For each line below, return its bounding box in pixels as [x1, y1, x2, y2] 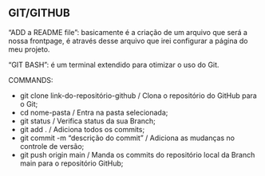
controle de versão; [19, 141, 85, 151]
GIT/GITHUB [8, 6, 70, 20]
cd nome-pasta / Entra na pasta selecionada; [19, 108, 168, 117]
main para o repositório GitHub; [19, 158, 124, 168]
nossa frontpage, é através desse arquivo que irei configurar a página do [8, 36, 248, 45]
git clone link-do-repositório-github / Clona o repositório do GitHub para [19, 91, 257, 100]
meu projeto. [8, 44, 50, 54]
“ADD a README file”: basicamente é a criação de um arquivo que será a [8, 27, 247, 37]
